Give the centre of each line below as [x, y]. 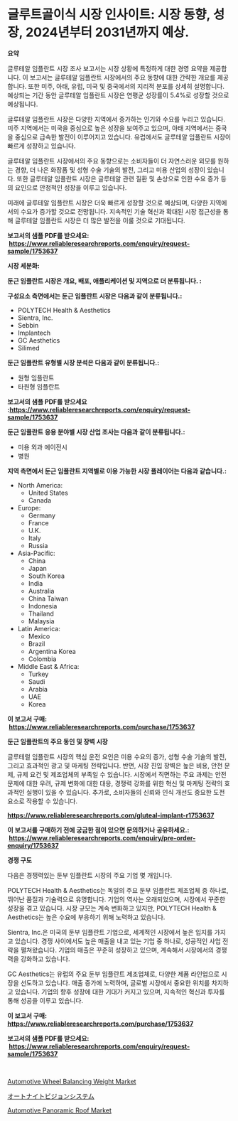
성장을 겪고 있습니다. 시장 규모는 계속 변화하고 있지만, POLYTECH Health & [112, 908]
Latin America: [39, 628]
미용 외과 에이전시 [42, 447]
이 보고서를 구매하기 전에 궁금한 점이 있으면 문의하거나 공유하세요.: [98, 830]
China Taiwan [48, 599]
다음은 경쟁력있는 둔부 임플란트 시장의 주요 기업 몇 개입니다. [90, 875]
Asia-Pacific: [36, 553]
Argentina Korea [52, 651]
